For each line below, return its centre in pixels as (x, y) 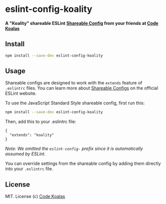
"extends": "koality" (32, 135)
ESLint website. (21, 93)
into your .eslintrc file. (29, 169)
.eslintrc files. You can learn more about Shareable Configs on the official (82, 88)
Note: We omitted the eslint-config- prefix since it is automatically (74, 149)
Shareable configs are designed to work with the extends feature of (74, 83)
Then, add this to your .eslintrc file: (41, 122)
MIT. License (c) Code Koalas (35, 196)
